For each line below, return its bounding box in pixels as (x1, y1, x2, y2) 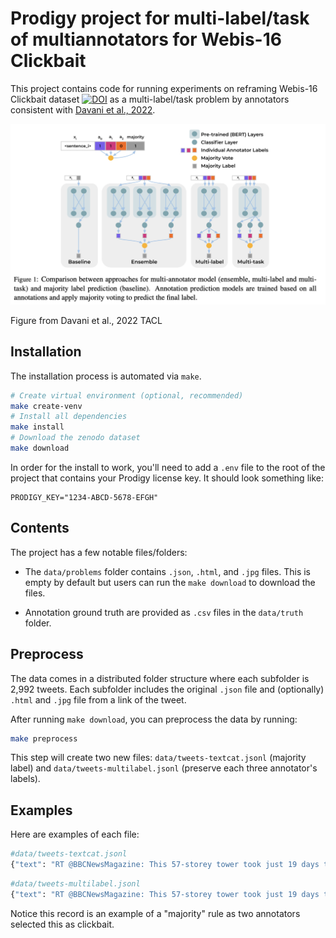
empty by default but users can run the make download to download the (24, 576, 316, 588)
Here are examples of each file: (10, 828, 140, 841)
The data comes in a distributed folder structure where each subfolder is (10, 672, 310, 684)
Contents (10, 520, 70, 537)
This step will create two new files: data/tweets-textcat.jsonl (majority (10, 752, 307, 764)
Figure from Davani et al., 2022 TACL (10, 314, 163, 326)
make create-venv (10, 401, 83, 411)
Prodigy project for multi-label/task (10, 7, 310, 30)
